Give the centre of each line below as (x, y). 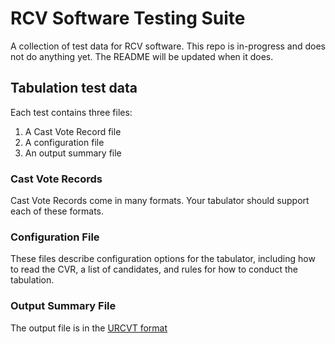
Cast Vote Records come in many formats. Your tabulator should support (160, 201)
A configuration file (64, 142)
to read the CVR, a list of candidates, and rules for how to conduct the (154, 269)
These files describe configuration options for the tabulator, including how (163, 259)
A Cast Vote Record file (73, 131)
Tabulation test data (74, 88)
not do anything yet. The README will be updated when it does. (142, 56)
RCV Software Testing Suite (128, 18)
